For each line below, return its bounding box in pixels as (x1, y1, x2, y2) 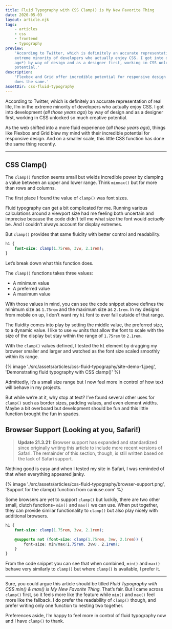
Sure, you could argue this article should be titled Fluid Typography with (5, 581, 158, 587)
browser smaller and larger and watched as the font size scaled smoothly (5, 348, 160, 355)
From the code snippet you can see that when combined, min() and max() (5, 561, 160, 567)
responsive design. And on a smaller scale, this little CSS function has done (5, 135, 165, 141)
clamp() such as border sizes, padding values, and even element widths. (5, 400, 158, 406)
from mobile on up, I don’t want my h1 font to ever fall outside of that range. (5, 312, 165, 318)
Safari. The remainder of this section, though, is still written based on (17, 450, 164, 456)
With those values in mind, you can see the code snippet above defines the (5, 301, 164, 307)
